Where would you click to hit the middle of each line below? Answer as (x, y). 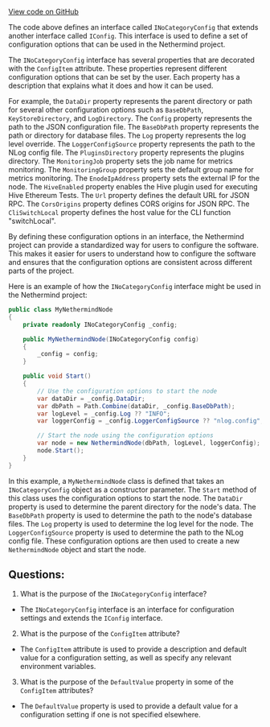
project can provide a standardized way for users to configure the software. (134, 245)
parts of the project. (41, 271)
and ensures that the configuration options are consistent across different (131, 262)
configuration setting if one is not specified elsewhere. (110, 715)
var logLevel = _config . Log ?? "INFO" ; (104, 414)
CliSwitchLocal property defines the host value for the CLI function (120, 212)
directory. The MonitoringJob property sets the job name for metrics (121, 161)
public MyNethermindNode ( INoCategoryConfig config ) (111, 339)
